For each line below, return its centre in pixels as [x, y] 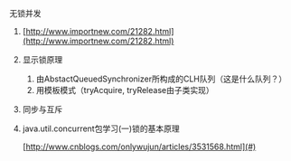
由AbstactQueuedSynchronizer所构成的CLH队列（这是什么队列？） [161, 79]
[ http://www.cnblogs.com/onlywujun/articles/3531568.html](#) [139, 147]
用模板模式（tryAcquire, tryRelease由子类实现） [125, 90]
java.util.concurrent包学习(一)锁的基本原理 [101, 128]
